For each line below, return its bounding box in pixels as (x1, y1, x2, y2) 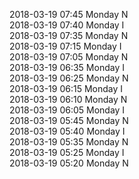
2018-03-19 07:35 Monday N (9, 30, 129, 41)
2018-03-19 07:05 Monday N (9, 51, 129, 63)
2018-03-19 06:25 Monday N (9, 72, 129, 84)
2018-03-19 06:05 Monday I (9, 104, 126, 116)
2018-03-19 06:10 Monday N (9, 94, 128, 105)
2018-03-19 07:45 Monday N (9, 9, 129, 20)
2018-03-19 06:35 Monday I (9, 62, 125, 73)
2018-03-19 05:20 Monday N (9, 157, 129, 169)
